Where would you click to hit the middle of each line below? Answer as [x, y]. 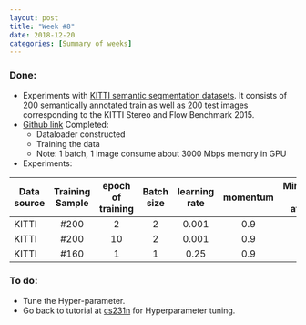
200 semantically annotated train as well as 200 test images [135, 105]
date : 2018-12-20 [42, 35]
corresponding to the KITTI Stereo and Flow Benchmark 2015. [138, 114]
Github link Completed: [66, 124]
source [30, 203]
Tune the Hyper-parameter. [74, 300]
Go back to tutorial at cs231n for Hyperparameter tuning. [129, 310]
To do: [24, 281]
